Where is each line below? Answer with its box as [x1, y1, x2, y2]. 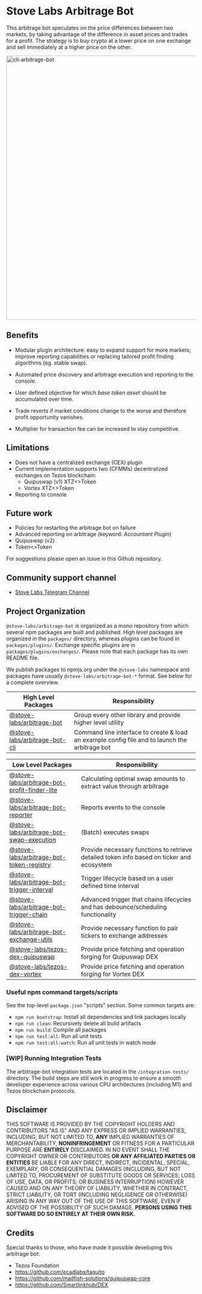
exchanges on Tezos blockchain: [14, 471, 96, 479]
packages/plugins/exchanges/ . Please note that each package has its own [6, 648, 188, 655]
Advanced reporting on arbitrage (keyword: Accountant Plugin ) [14, 531, 172, 538]
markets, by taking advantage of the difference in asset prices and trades [6, 30, 188, 37]
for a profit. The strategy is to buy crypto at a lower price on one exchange [6, 37, 191, 44]
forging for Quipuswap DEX [81, 952, 158, 961]
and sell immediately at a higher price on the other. [6, 43, 132, 51]
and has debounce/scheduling [81, 903, 167, 911]
